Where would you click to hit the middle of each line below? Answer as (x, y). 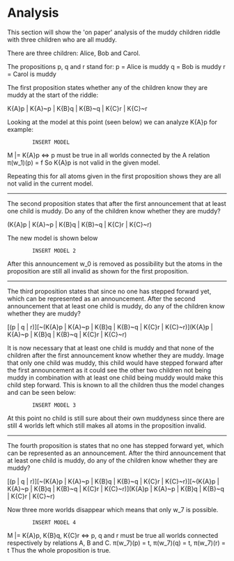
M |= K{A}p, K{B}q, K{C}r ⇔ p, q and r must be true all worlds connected (112, 535)
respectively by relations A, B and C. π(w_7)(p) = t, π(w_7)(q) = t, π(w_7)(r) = (117, 543)
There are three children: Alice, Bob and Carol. (74, 53)
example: (20, 129)
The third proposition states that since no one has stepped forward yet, (109, 291)
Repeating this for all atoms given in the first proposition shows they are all (114, 176)
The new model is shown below (53, 238)
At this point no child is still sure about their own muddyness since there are (116, 418)
